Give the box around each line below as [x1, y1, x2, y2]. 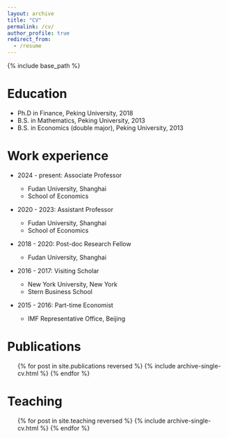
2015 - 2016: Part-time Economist [17, 300, 113, 309]
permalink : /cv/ [7, 23, 54, 30]
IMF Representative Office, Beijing [27, 314, 126, 323]
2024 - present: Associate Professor [17, 171, 122, 179]
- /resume [13, 42, 42, 49]
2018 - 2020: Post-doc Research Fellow [17, 239, 131, 248]
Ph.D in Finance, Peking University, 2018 [17, 108, 133, 117]
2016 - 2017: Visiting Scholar [17, 266, 99, 275]
